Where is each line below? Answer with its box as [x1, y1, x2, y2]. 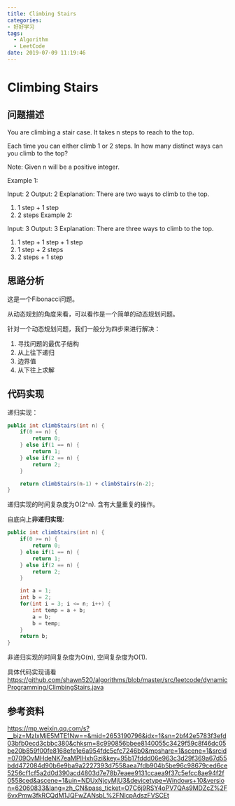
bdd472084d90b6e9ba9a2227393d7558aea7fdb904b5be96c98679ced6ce [7, 761, 228, 770]
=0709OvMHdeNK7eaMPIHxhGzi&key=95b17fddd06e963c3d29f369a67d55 [7, 753, 227, 762]
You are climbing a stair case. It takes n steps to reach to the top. [7, 127, 194, 137]
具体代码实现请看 [7, 668, 57, 676]
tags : [7, 29, 23, 37]
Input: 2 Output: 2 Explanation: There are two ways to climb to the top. [7, 190, 210, 198]
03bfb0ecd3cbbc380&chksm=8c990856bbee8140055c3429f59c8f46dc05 [7, 739, 227, 747]
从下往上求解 [17, 366, 55, 374]
